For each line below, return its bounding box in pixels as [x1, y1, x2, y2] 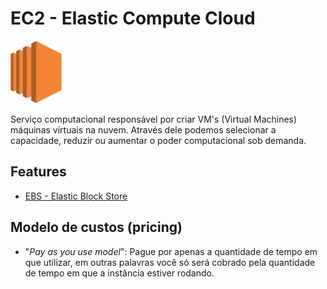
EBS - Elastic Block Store [24, 190, 128, 202]
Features [10, 163, 67, 181]
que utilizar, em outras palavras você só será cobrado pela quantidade [24, 256, 316, 268]
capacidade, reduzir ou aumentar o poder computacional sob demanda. [10, 134, 307, 146]
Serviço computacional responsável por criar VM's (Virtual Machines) [10, 113, 298, 125]
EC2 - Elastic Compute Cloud [10, 7, 256, 30]
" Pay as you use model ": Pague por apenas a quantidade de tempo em [24, 245, 318, 257]
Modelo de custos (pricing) [10, 219, 183, 236]
